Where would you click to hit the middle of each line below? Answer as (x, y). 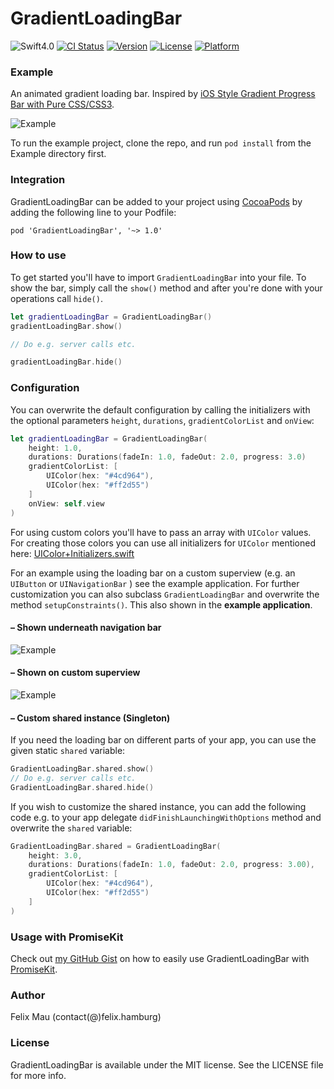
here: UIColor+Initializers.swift (72, 553)
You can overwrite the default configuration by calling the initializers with (160, 409)
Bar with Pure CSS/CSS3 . (62, 104)
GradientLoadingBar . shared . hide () (82, 787)
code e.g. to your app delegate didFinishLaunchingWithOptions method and (166, 817)
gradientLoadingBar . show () (66, 326)
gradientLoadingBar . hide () (66, 362)
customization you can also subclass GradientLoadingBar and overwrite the (165, 594)
